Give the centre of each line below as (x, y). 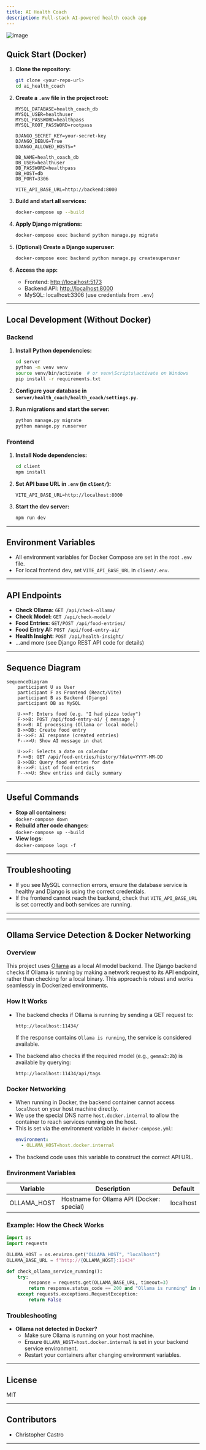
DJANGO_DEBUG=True (39, 142)
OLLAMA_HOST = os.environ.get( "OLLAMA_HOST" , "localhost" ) (83, 1254)
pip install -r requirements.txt (58, 379)
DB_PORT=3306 (32, 179)
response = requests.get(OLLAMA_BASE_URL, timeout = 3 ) (98, 1283)
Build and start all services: (51, 201)
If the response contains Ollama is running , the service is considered (103, 1037)
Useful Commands (43, 798)
